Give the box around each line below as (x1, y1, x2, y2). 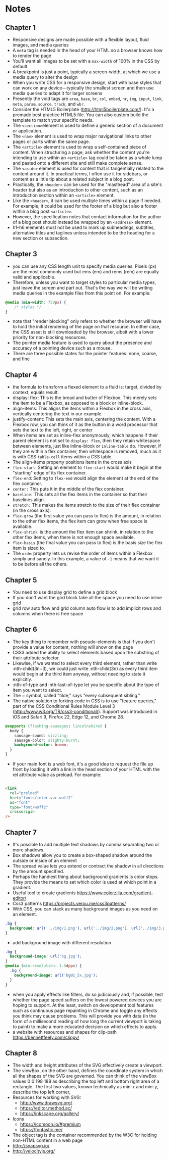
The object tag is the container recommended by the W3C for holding (12, 1132, 157, 1138)
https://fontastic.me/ (20, 1127, 63, 1133)
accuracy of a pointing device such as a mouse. (12, 345, 112, 351)
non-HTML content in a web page (12, 1137, 83, 1143)
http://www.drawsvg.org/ (20, 1100, 72, 1106)
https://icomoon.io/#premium (20, 1121, 81, 1127)
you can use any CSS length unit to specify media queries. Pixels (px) (12, 263, 157, 269)
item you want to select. (12, 687, 62, 693)
